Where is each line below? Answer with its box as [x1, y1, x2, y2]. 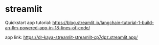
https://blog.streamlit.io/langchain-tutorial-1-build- [52, 20, 154, 25]
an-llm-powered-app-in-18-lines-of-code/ [5, 24, 91, 30]
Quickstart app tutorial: [5, 20, 51, 25]
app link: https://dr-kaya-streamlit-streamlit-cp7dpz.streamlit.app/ [5, 34, 138, 40]
